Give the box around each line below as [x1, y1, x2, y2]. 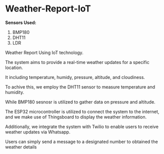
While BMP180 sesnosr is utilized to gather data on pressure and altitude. [5, 98, 156, 105]
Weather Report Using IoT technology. [5, 49, 84, 55]
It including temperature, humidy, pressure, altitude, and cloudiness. [5, 74, 146, 80]
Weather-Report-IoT [5, 3, 91, 14]
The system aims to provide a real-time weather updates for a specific [5, 59, 150, 65]
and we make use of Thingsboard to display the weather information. [5, 113, 147, 120]
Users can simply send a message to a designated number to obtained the [5, 138, 158, 144]
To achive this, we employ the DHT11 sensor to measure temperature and [5, 83, 156, 90]
